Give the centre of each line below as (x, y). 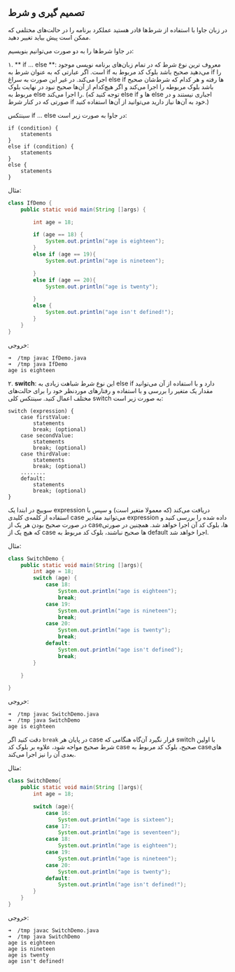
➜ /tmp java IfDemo (38, 364)
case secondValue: (47, 435)
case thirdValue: (46, 454)
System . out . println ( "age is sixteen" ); (116, 820)
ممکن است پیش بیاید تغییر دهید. (49, 37)
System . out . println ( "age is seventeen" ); (119, 833)
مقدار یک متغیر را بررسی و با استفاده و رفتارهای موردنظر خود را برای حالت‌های (111, 390)
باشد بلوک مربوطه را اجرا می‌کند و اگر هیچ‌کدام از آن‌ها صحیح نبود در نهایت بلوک (111, 87)
